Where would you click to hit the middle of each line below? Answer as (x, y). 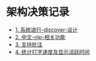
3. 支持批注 (29, 44)
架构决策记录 (38, 12)
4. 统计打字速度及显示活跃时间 (52, 52)
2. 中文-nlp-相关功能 (40, 37)
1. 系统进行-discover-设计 (46, 30)
